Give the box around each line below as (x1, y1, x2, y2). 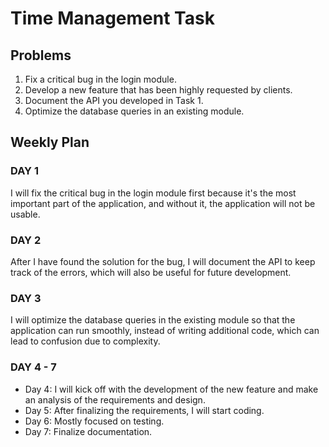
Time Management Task (10, 7, 215, 30)
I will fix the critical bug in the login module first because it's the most (10, 187, 297, 199)
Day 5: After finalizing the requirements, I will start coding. (24, 404, 265, 416)
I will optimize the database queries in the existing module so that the (10, 314, 296, 326)
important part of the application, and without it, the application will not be (10, 197, 316, 209)
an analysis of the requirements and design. (24, 393, 206, 406)
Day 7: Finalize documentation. (24, 425, 153, 437)
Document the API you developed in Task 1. (24, 95, 204, 106)
